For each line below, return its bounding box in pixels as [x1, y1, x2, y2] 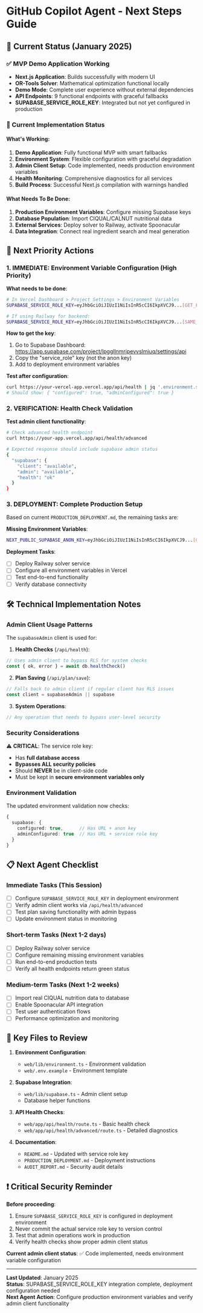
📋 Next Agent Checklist [6, 859, 98, 870]
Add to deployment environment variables [14, 361, 120, 368]
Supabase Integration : [14, 1079, 72, 1086]
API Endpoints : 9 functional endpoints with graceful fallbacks [14, 92, 169, 99]
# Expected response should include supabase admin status [6, 447, 158, 453]
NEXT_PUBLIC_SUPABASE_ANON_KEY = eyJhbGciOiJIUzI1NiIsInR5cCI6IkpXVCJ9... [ [6, 537, 196, 543]
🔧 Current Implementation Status [6, 120, 105, 128]
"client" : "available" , [17, 463, 77, 469]
